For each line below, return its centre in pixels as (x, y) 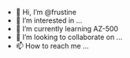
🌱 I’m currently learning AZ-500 (67, 29)
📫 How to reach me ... (52, 46)
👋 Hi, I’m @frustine (46, 12)
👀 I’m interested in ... (49, 20)
